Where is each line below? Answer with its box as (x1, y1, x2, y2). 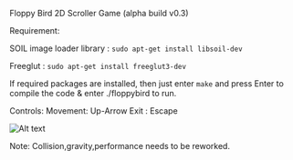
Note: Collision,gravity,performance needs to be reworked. (9, 141, 231, 151)
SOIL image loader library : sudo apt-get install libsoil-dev (9, 43, 244, 54)
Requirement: (9, 25, 60, 35)
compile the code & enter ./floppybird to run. (9, 88, 177, 98)
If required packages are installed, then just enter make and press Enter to (9, 78, 285, 89)
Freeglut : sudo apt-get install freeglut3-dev (9, 61, 187, 71)
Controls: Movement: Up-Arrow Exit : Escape (9, 105, 178, 116)
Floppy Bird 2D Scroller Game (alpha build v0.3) (9, 8, 189, 18)
